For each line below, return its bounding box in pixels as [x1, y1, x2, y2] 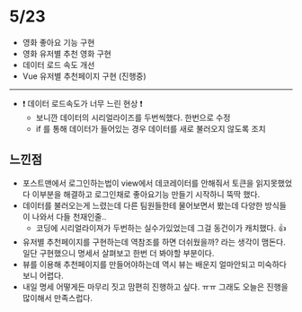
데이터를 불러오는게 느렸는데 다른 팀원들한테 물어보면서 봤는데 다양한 [22, 200, 263, 211]
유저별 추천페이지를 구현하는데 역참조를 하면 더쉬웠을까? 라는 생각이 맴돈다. [22, 236, 286, 247]
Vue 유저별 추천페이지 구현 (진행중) [22, 70, 147, 82]
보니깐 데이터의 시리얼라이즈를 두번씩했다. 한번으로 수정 [35, 112, 231, 123]
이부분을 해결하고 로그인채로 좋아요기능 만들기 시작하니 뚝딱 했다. [31, 188, 261, 199]
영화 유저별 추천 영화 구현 [22, 48, 112, 59]
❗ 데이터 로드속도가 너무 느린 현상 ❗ [22, 98, 143, 108]
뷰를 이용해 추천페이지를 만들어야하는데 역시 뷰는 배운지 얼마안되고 [22, 258, 256, 270]
